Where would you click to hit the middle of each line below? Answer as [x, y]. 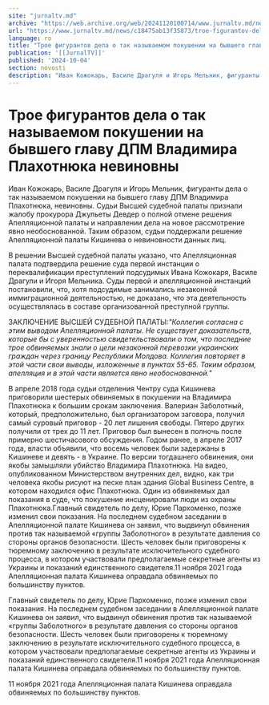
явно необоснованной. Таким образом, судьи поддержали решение [125, 231]
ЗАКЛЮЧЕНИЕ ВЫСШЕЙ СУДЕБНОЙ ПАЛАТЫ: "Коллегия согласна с [126, 322]
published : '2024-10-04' [50, 61]
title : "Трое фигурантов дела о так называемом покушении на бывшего [127, 46]
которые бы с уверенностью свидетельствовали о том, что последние [130, 338]
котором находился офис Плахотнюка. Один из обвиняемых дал [119, 491]
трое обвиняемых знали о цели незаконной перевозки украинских [123, 347]
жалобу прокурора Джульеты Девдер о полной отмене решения [120, 214]
